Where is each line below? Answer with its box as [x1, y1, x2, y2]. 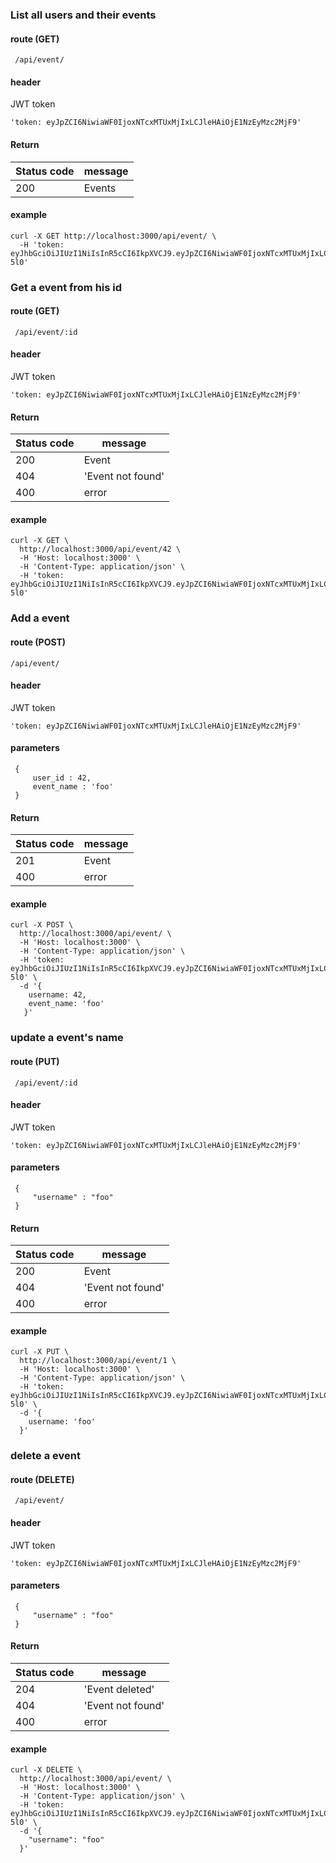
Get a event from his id [10, 280, 123, 294]
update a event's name [10, 1031, 124, 1045]
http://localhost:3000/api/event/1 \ [19, 1356, 177, 1366]
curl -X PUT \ [10, 1347, 70, 1357]
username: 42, [28, 990, 87, 1000]
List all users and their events [10, 8, 157, 22]
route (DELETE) [10, 1473, 75, 1485]
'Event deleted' [83, 1683, 155, 1697]
